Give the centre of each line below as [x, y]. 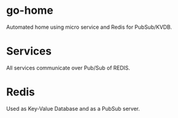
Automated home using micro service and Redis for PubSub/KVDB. [89, 27]
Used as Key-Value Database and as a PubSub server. [73, 108]
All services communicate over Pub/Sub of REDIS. [68, 68]
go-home [30, 10]
